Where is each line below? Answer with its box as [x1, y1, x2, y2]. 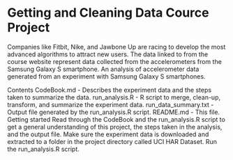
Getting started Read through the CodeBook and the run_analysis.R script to [7, 115, 225, 123]
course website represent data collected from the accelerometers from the [7, 57, 222, 65]
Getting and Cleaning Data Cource [7, 5, 209, 21]
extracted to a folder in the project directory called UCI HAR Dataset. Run [7, 137, 218, 145]
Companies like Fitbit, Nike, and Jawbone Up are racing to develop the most [7, 42, 226, 51]
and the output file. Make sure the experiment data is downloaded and [7, 130, 209, 138]
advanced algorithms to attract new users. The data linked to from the [7, 50, 209, 58]
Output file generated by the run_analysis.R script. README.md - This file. [7, 108, 220, 116]
